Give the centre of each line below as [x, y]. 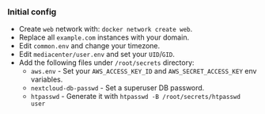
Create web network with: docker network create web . [106, 29]
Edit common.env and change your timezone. [89, 46]
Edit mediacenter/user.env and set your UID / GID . [97, 55]
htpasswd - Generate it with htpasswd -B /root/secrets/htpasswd [135, 97]
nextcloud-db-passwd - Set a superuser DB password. [117, 88]
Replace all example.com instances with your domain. [104, 37]
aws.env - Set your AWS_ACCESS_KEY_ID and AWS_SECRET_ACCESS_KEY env [144, 71]
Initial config [32, 12]
